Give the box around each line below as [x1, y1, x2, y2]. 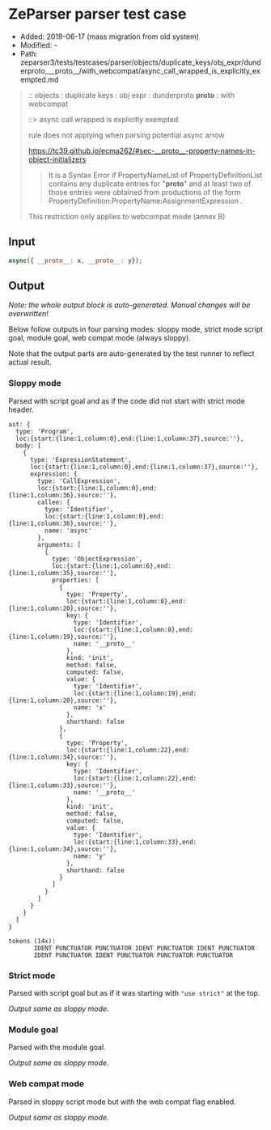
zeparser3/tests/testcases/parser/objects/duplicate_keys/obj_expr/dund [19, 57, 261, 67]
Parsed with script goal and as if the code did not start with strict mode [8, 396, 245, 405]
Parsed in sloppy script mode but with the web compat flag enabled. [8, 1097, 236, 1107]
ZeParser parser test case [8, 5, 187, 23]
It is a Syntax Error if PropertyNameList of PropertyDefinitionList [48, 170, 263, 180]
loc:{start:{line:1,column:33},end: [73, 838, 197, 846]
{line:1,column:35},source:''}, [8, 569, 117, 577]
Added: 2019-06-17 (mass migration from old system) [19, 32, 200, 41]
